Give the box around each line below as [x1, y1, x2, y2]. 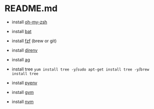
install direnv [11, 47, 38, 53]
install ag [11, 56, 30, 62]
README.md [4, 3, 58, 14]
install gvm [11, 89, 34, 95]
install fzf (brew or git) [11, 37, 57, 44]
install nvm [11, 98, 34, 105]
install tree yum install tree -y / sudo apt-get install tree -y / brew [11, 66, 150, 72]
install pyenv [11, 80, 38, 86]
